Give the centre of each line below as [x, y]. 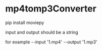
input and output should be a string [42, 32]
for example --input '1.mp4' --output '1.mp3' [51, 42]
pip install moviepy [25, 22]
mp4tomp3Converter [51, 9]
